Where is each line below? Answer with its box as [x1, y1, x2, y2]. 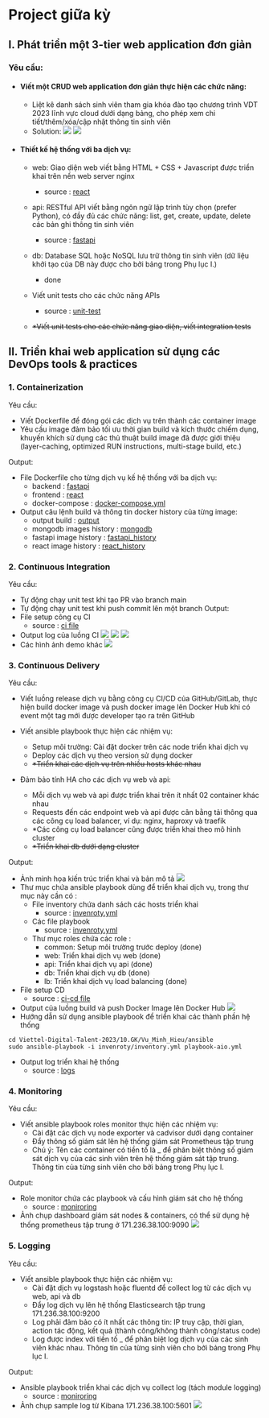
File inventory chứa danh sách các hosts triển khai [31, 899, 199, 909]
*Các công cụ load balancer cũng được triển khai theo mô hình [31, 825, 241, 834]
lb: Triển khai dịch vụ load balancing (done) [43, 977, 188, 986]
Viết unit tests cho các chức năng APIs [31, 290, 161, 300]
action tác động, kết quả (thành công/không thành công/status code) [31, 1325, 261, 1335]
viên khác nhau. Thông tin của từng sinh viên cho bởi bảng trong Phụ [31, 1342, 261, 1352]
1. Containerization [8, 382, 84, 393]
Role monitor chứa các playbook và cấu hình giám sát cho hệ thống [19, 1193, 243, 1203]
